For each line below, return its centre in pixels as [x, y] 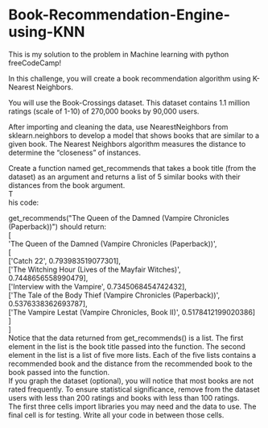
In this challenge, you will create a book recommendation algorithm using [130, 78]
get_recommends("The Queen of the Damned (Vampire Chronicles [119, 218]
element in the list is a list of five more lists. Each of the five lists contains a [132, 355]
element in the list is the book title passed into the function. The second [127, 346]
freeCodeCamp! [35, 63]
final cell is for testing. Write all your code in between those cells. [116, 415]
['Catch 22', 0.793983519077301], [65, 260]
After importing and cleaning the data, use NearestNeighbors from [118, 127]
